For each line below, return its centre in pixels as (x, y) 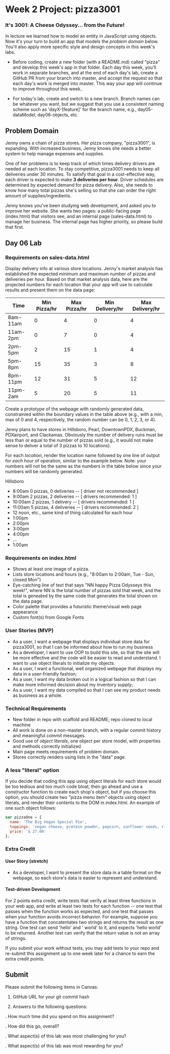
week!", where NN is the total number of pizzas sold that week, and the (87, 591)
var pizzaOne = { (24, 817)
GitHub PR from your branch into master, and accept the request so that (88, 78)
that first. (15, 227)
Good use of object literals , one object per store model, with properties (87, 741)
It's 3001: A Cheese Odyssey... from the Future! (65, 25)
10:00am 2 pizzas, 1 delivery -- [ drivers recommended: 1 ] (73, 501)
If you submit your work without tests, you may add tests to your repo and (82, 948)
